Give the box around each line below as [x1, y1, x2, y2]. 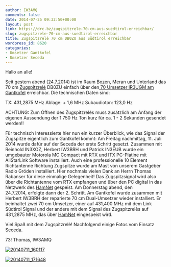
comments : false [5, 12, 40, 17]
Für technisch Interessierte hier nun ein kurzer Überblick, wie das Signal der [5, 130, 165, 136]
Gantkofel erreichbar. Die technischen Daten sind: [5, 90, 110, 96]
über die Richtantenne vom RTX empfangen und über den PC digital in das [5, 179, 162, 185]
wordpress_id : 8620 [5, 41, 47, 46]
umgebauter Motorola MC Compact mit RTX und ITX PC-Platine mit [5, 152, 147, 158]
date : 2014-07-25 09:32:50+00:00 [5, 17, 77, 22]
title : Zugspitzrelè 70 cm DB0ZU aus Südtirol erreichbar [5, 36, 131, 41]
